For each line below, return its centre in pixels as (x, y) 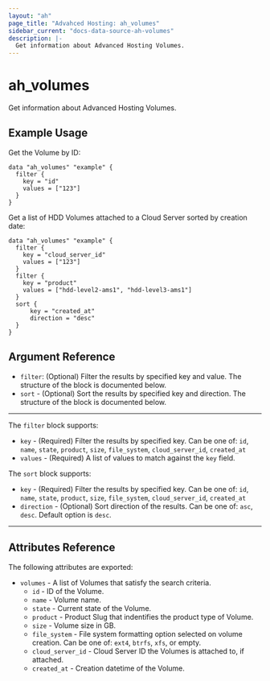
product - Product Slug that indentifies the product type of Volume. (143, 617)
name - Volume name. (67, 600)
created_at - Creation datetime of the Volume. (108, 668)
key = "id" (41, 181)
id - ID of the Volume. (68, 591)
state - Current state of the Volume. (92, 608)
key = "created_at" (62, 311)
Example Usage (48, 133)
